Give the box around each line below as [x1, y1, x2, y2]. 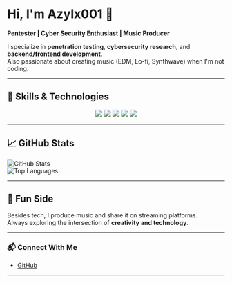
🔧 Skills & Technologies [7, 91, 109, 103]
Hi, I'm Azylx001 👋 [7, 6, 114, 22]
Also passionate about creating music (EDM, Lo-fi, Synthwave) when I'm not [7, 57, 224, 65]
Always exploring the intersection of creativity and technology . [7, 219, 188, 227]
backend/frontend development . [7, 50, 103, 58]
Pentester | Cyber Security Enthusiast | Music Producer [7, 29, 171, 37]
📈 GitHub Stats [7, 137, 75, 149]
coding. [7, 64, 29, 72]
